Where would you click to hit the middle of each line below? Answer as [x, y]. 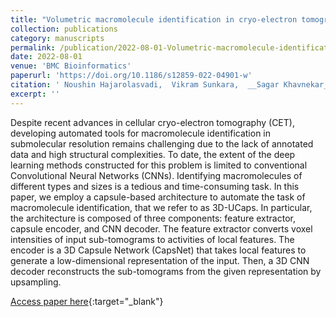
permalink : [33, 47]
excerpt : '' [35, 94]
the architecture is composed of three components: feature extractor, [153, 218]
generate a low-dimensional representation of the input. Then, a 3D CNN [160, 260]
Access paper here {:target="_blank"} [87, 301]
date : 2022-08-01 [46, 57]
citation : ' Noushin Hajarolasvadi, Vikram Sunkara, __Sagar [145, 85]
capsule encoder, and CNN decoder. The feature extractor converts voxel [161, 228]
